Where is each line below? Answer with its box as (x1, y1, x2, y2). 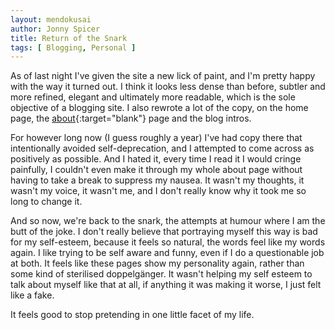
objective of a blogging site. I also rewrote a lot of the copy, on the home (10, 102, 309, 114)
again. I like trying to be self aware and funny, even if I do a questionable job (10, 247, 325, 259)
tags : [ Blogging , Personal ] (10, 42, 137, 53)
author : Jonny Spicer (10, 24, 101, 34)
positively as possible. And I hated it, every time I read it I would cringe (10, 153, 302, 165)
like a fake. (10, 289, 55, 301)
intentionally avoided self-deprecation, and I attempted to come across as (10, 142, 315, 155)
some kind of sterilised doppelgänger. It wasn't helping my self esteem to (10, 268, 313, 280)
